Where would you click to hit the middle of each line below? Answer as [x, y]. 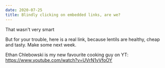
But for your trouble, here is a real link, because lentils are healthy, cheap [83, 39]
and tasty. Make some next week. [41, 44]
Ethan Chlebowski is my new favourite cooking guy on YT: [67, 55]
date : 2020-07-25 [24, 10]
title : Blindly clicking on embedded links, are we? [63, 15]
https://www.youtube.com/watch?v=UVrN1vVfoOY [59, 60]
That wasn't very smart [30, 29]
